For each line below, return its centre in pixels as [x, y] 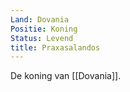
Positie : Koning [44, 29]
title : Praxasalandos [55, 47]
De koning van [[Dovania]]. [66, 76]
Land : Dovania [40, 19]
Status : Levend [42, 38]
